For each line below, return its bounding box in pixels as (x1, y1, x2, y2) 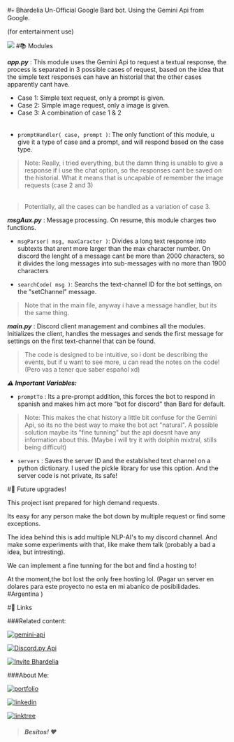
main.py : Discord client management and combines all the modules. (7, 322, 206, 330)
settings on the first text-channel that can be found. (7, 337, 156, 345)
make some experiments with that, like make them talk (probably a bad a (7, 541, 216, 549)
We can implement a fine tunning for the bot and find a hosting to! (7, 562, 197, 570)
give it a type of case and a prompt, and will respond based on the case (17, 138, 224, 146)
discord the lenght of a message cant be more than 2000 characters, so (17, 252, 225, 261)
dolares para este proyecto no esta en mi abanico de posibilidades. (7, 583, 200, 591)
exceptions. (7, 520, 41, 528)
